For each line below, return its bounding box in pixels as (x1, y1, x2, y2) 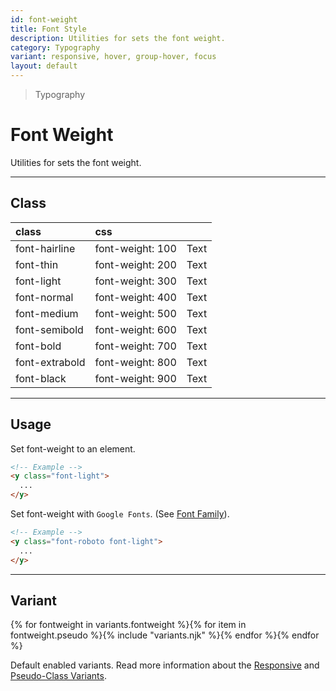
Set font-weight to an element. (10, 442, 136, 455)
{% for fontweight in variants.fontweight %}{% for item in (10, 619, 247, 631)
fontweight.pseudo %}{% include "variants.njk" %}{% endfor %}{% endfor (10, 629, 320, 641)
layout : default (10, 61, 78, 71)
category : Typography (10, 42, 101, 53)
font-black (15, 371, 67, 385)
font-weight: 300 (94, 274, 177, 288)
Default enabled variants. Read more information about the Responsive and (10, 659, 320, 671)
